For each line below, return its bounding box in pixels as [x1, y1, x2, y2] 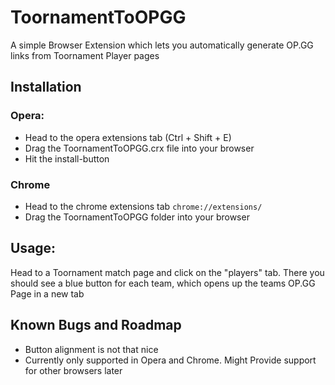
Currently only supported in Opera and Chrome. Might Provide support [24, 354, 317, 366]
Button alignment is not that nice [24, 343, 159, 355]
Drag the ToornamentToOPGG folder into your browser [24, 211, 250, 223]
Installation [10, 79, 82, 96]
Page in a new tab [10, 287, 85, 300]
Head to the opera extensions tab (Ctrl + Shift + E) [24, 131, 232, 143]
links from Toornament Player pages [10, 49, 160, 61]
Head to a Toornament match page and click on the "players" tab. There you [10, 266, 325, 278]
